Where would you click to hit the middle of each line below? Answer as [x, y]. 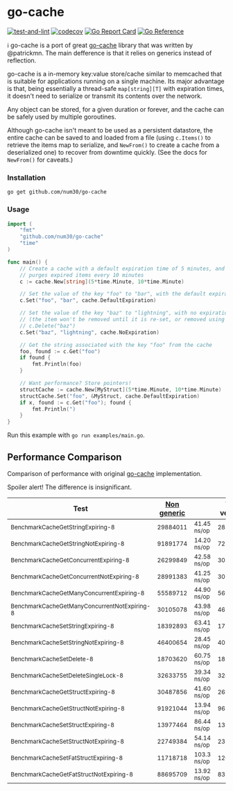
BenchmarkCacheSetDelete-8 [52, 659]
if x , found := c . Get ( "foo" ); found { [76, 402]
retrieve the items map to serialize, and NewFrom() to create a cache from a [113, 145]
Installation [27, 178]
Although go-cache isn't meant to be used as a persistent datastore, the [110, 130]
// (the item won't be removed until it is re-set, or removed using [122, 320]
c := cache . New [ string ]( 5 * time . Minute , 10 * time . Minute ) [102, 282]
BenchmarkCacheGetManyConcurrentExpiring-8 [78, 593]
